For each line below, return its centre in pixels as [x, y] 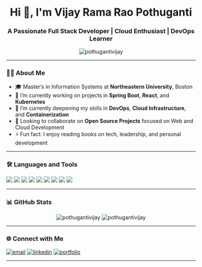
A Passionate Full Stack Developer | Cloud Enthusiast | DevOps [101, 31]
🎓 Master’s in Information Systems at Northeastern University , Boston [104, 86]
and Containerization [42, 115]
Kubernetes [30, 101]
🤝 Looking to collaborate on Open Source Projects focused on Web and [104, 121]
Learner [101, 39]
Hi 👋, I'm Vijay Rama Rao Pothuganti [101, 12]
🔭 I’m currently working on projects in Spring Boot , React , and [92, 95]
